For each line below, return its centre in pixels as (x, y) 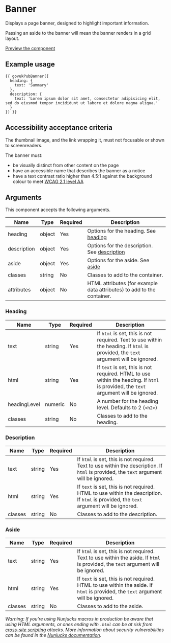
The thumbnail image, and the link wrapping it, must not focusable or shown (85, 140)
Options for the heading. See (122, 231)
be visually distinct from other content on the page (66, 165)
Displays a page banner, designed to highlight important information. (77, 23)
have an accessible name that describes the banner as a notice (79, 170)
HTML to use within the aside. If (115, 585)
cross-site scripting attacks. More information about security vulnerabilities (85, 630)
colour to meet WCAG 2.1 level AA (48, 181)
